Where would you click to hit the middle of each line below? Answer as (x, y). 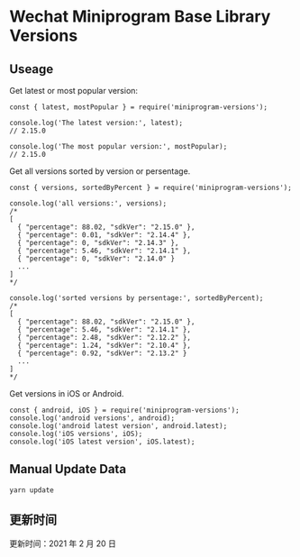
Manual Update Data (68, 469)
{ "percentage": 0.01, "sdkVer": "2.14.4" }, (105, 235)
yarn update (32, 490)
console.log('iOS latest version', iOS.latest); (102, 442)
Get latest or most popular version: (73, 91)
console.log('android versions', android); (92, 418)
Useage (32, 69)
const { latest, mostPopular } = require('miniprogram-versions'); (139, 107)
